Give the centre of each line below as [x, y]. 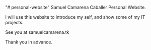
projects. [14, 22]
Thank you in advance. [29, 42]
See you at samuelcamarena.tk [37, 32]
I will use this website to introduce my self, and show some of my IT [75, 17]
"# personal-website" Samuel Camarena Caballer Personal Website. [75, 7]
